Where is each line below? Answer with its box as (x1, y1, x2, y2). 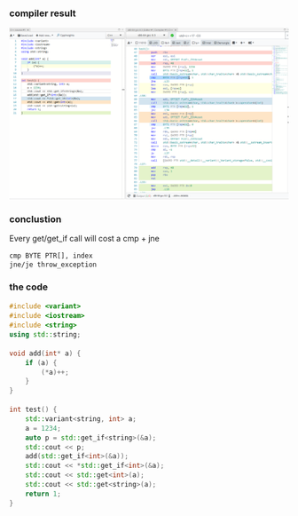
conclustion (9, 212, 62, 225)
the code (9, 281, 49, 293)
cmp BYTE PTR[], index (9, 251, 93, 260)
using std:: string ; (9, 330, 82, 339)
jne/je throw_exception (9, 260, 98, 269)
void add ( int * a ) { (9, 349, 82, 358)
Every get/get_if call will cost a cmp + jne (9, 234, 160, 244)
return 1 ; (25, 489, 62, 498)
